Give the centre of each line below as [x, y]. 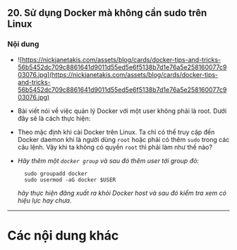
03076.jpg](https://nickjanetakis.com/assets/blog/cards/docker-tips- [118, 74]
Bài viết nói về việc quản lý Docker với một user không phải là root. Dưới [122, 111]
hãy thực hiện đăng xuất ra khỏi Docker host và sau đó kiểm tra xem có [122, 193]
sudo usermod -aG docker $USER [70, 180]
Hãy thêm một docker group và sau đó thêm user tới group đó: [108, 160]
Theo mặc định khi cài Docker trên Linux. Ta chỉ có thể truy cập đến [116, 132]
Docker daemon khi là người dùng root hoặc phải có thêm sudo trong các [123, 139]
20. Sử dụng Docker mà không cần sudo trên [107, 13]
